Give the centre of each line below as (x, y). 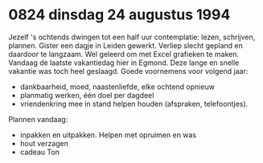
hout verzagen (44, 143)
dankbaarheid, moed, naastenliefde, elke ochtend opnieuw (117, 87)
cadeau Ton (40, 152)
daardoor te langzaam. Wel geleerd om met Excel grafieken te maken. (124, 54)
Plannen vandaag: (38, 119)
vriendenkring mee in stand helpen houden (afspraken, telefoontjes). (134, 104)
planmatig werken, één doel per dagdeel (87, 95)
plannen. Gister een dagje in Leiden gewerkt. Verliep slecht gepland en (126, 45)
